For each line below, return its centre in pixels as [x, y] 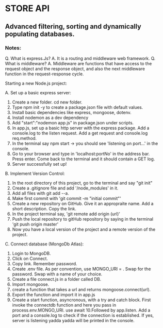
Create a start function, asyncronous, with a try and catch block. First [81, 300]
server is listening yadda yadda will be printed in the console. [73, 320]
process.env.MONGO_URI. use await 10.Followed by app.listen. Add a [81, 310]
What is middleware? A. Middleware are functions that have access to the [78, 63]
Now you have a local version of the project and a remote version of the [84, 229]
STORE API [27, 9]
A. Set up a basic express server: [38, 92]
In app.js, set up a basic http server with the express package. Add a [81, 128]
